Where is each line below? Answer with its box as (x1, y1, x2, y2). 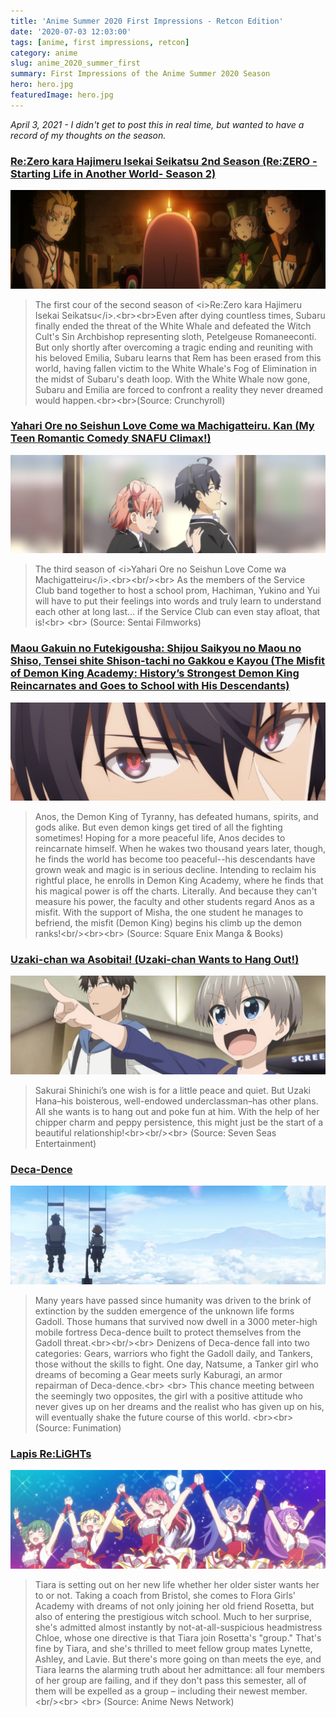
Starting (10, 166, 52, 180)
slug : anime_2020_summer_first (10, 58, 141, 69)
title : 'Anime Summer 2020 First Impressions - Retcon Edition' (10, 16, 284, 26)
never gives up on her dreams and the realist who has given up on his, (34, 1400, 325, 1412)
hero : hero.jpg (10, 80, 74, 90)
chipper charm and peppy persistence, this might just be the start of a (34, 1116, 324, 1128)
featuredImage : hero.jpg (10, 90, 114, 100)
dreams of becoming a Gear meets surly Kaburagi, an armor (34, 1368, 283, 1380)
